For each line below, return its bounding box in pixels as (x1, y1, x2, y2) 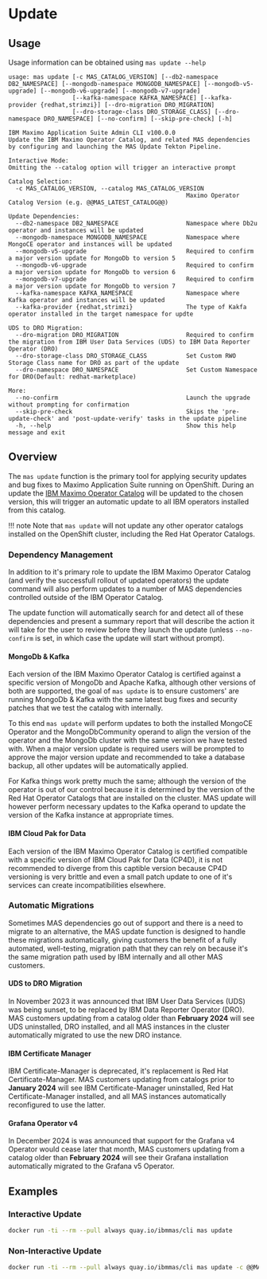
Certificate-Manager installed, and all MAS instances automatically (8, 1092, 226, 1101)
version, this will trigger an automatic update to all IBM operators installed (8, 496, 250, 506)
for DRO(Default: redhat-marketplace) (8, 373, 137, 381)
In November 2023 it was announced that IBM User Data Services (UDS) (8, 997, 246, 1006)
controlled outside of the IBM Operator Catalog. (8, 593, 164, 602)
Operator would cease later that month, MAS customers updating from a (8, 1144, 245, 1154)
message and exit (8, 429, 66, 437)
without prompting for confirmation (8, 401, 130, 409)
